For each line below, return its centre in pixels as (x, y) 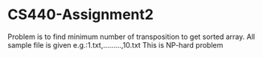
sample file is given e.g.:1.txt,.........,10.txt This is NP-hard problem (115, 44)
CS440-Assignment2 (81, 15)
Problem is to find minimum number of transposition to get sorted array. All (131, 37)
